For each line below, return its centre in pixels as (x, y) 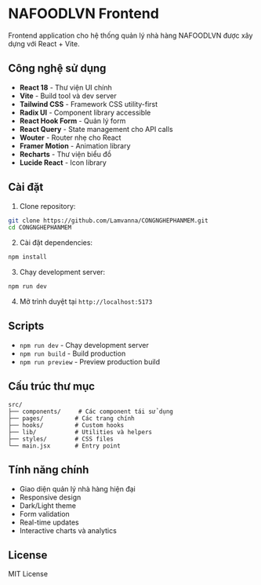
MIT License (28, 574)
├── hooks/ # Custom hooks (66, 425)
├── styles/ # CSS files (61, 439)
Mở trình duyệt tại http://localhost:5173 (86, 302)
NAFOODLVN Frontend (83, 14)
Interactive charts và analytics (68, 530)
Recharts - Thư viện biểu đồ (65, 154)
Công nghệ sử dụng (57, 69)
